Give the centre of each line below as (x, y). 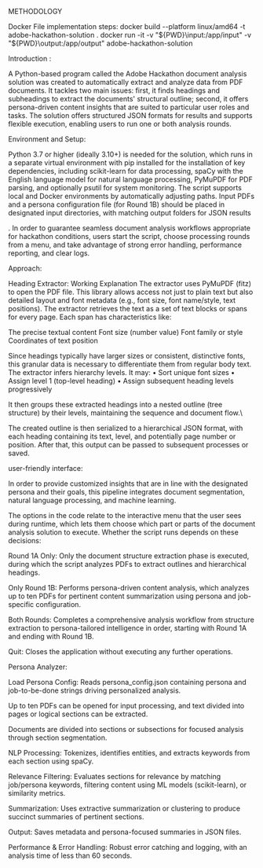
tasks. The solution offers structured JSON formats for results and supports (130, 116)
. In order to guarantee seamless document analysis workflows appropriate (130, 228)
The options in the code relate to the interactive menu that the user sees (125, 515)
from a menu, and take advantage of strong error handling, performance (125, 245)
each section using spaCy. (51, 761)
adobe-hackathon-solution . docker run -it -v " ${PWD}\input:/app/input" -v (130, 35)
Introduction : (30, 59)
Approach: (25, 268)
